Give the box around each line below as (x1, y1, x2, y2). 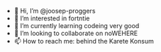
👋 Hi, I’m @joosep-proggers (13, 7, 96, 15)
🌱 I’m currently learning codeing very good (13, 22, 140, 30)
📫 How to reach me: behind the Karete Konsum (13, 37, 154, 45)
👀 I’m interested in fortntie (13, 14, 90, 22)
